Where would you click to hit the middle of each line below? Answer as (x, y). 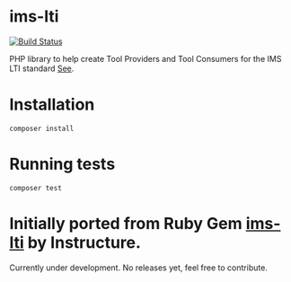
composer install (42, 128)
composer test (36, 188)
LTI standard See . (42, 68)
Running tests (62, 164)
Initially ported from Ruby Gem (126, 224)
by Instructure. (84, 242)
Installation (52, 105)
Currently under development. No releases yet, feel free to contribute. (138, 268)
